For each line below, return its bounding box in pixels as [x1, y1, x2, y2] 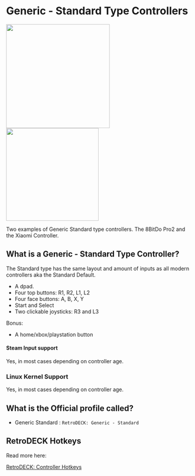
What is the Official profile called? [6, 403, 134, 413]
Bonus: [6, 319, 24, 326]
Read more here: [6, 452, 47, 459]
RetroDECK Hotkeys [6, 436, 82, 446]
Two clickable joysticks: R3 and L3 [14, 307, 99, 315]
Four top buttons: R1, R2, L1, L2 [14, 289, 90, 296]
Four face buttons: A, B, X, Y [14, 295, 84, 302]
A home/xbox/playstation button [14, 331, 93, 338]
